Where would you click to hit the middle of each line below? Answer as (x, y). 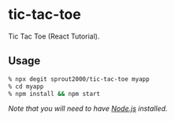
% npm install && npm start (54, 93)
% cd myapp (26, 86)
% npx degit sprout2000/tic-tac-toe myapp (79, 79)
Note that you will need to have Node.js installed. (88, 108)
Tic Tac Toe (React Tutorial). (54, 36)
